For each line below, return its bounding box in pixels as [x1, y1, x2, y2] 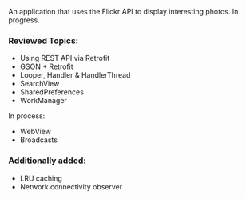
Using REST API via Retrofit [19, 54, 110, 63]
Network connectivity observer [19, 181, 123, 191]
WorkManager [19, 96, 68, 105]
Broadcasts [19, 135, 58, 145]
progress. [8, 15, 40, 25]
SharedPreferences [19, 87, 84, 97]
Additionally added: [8, 155, 86, 166]
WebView [19, 127, 52, 137]
